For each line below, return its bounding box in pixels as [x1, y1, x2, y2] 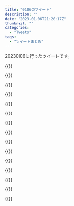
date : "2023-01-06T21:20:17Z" [5, 16, 67, 21]
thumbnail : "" [5, 21, 34, 26]
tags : [5, 35, 16, 40]
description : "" [5, 12, 38, 17]
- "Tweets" [9, 30, 32, 35]
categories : [5, 25, 29, 30]
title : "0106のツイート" [5, 7, 52, 12]
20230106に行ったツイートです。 [5, 53, 72, 59]
